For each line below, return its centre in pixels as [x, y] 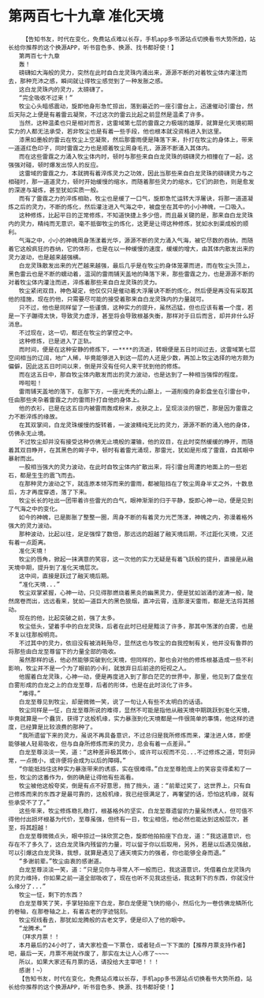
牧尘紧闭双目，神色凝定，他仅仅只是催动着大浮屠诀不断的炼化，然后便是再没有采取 [133, 291]
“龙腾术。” [33, 929]
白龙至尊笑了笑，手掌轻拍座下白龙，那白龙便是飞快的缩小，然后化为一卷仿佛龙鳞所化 [136, 903]
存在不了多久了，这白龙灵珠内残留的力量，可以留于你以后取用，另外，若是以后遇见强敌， [131, 844]
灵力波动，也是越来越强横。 [46, 257]
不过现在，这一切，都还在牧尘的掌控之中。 [77, 332]
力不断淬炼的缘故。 [35, 416]
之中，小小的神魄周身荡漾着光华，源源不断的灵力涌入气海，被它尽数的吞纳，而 [139, 240]
